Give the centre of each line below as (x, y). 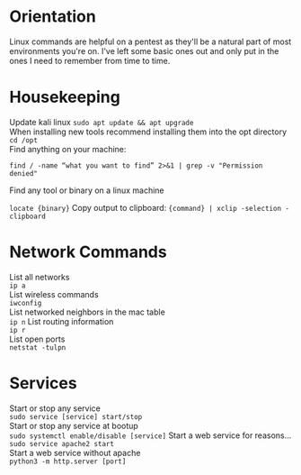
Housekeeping (65, 97)
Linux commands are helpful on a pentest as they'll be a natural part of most (150, 41)
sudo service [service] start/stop (76, 416)
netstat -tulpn (38, 347)
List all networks (40, 277)
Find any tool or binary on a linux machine (87, 190)
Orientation (53, 17)
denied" (24, 173)
